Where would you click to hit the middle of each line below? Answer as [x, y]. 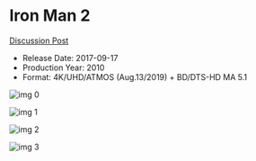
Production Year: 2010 [63, 67]
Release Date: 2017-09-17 [70, 58]
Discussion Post [39, 40]
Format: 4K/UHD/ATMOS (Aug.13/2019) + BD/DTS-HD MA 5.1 [135, 76]
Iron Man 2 [50, 16]
